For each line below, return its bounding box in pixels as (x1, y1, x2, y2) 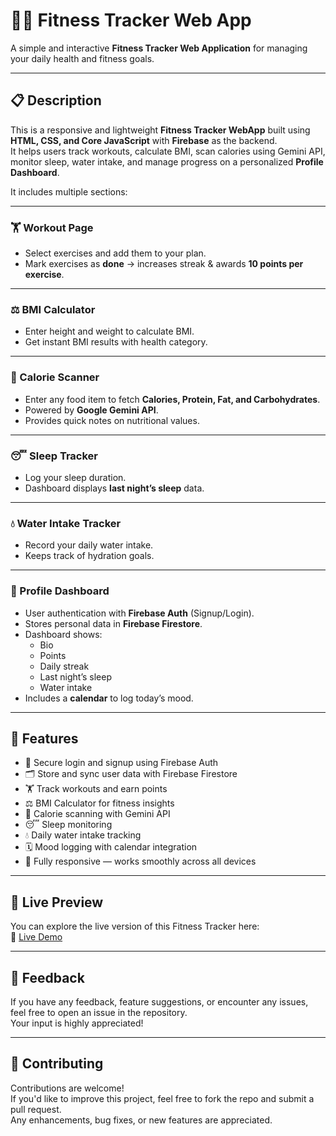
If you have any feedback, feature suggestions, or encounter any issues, (10, 995, 309, 1008)
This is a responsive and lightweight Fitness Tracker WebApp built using (10, 124, 311, 136)
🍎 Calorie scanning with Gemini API (24, 808, 171, 820)
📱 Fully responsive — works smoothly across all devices (24, 855, 257, 868)
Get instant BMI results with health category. (24, 336, 208, 348)
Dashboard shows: (24, 628, 103, 640)
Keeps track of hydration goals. (24, 550, 155, 562)
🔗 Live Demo (10, 931, 63, 943)
